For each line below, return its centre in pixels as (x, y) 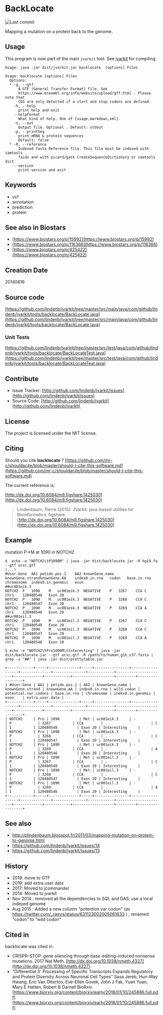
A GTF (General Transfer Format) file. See (63, 89)
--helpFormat (27, 114)
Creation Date (27, 270)
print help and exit (39, 110)
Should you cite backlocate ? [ (36, 460)
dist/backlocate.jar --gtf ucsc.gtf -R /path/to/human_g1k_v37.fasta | (79, 655)
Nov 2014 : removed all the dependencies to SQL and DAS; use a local (82, 899)
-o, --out (24, 123)
